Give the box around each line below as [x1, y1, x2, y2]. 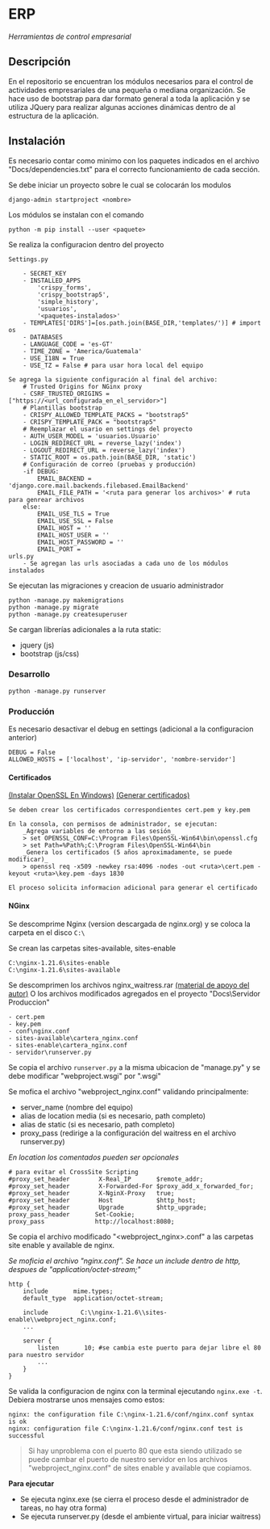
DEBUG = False [8, 748, 56, 756]
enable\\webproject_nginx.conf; [8, 1315, 117, 1324]
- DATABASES [23, 333, 63, 341]
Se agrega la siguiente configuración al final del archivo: [8, 375, 218, 384]
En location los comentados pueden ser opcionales [8, 1152, 180, 1162]
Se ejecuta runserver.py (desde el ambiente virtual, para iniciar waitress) [19, 1511, 262, 1521]
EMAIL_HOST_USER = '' [37, 531, 110, 539]
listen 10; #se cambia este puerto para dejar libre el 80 [37, 1343, 262, 1352]
